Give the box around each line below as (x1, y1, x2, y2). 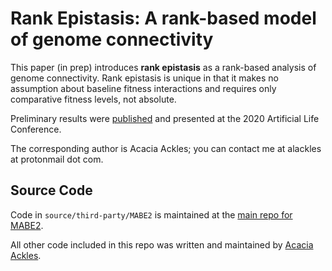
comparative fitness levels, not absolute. (10, 93, 177, 105)
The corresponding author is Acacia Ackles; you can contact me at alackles (10, 142, 322, 154)
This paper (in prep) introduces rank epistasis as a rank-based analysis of (10, 61, 317, 73)
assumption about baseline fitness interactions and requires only (10, 82, 277, 94)
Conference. (10, 123, 62, 135)
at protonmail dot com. (10, 153, 104, 165)
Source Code (10, 182, 93, 199)
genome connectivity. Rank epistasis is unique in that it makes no (10, 72, 280, 84)
